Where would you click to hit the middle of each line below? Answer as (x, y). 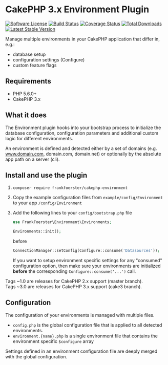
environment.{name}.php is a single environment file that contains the (85, 336)
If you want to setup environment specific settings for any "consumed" (87, 260)
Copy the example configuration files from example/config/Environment (88, 198)
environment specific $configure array (53, 341)
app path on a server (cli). (33, 159)
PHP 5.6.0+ (25, 94)
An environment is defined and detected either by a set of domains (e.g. (81, 148)
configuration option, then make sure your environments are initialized (87, 266)
